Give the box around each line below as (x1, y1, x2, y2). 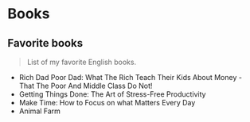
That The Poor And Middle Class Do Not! (18, 81, 153, 90)
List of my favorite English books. (26, 57, 137, 67)
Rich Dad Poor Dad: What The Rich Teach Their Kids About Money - (18, 73, 242, 82)
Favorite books (7, 36, 84, 50)
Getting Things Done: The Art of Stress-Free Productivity (18, 90, 206, 99)
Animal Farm (18, 106, 61, 116)
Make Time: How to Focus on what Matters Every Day (18, 98, 196, 107)
